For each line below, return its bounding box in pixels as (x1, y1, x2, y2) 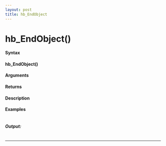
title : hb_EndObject (5, 12, 48, 17)
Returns (5, 84, 22, 90)
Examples (5, 106, 26, 112)
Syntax (5, 50, 20, 56)
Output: (5, 123, 22, 129)
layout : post (5, 7, 32, 12)
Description (5, 95, 30, 101)
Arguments (5, 72, 29, 78)
